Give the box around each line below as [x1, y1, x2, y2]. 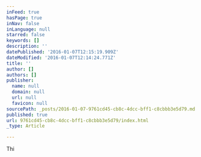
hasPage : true [6, 15, 43, 21]
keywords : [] [6, 37, 40, 44]
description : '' [6, 44, 48, 50]
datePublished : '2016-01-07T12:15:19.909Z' [6, 49, 119, 55]
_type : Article [6, 123, 45, 129]
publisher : [6, 77, 34, 83]
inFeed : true [6, 9, 40, 15]
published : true [6, 112, 48, 118]
